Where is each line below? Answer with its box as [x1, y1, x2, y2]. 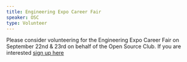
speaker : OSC [6, 14, 39, 20]
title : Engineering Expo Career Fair [6, 8, 102, 15]
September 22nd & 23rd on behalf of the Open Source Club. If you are [6, 43, 182, 50]
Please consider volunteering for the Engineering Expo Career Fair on [6, 37, 180, 44]
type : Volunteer [6, 20, 47, 26]
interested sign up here [6, 49, 64, 57]
